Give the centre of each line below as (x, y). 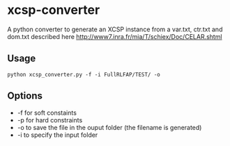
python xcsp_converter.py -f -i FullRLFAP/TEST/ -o (84, 74)
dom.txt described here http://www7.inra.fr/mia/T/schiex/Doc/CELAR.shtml (115, 36)
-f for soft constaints (47, 113)
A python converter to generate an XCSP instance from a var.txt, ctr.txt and (115, 29)
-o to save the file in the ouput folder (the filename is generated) (109, 127)
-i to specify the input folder (58, 135)
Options (25, 96)
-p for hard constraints (50, 120)
